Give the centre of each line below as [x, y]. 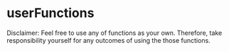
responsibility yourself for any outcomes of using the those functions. [108, 40]
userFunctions [50, 13]
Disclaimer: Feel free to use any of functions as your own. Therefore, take [114, 33]
